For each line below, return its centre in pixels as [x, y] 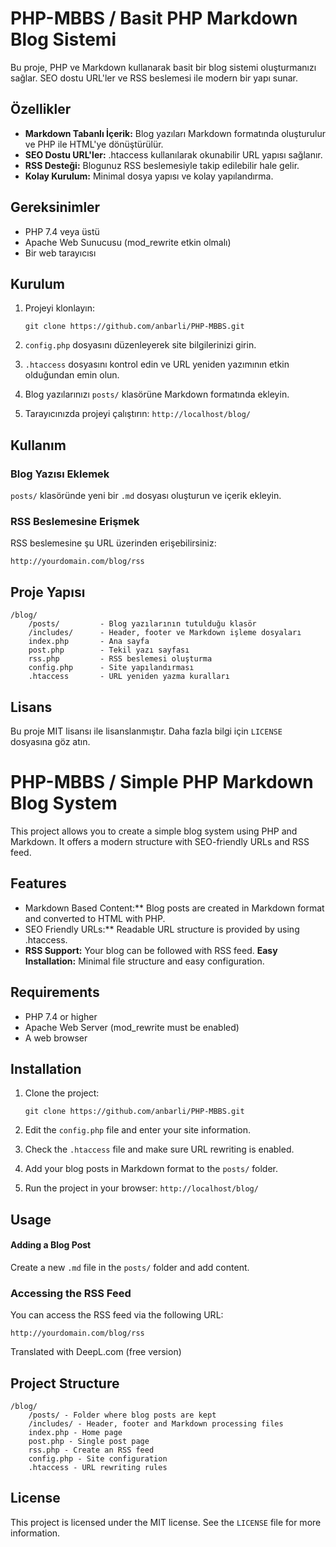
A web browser [56, 1038]
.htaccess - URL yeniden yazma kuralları [129, 677]
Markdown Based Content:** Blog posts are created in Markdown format [174, 908]
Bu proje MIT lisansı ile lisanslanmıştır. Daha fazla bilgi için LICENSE [146, 731]
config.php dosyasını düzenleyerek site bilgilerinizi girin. [140, 345]
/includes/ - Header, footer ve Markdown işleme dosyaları [165, 633]
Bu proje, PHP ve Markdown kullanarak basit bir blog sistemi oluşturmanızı [163, 67]
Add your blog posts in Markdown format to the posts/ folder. [151, 1169]
